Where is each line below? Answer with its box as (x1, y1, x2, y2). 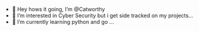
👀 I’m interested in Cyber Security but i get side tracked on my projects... (11, 12, 194, 19)
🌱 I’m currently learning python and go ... (11, 18, 114, 25)
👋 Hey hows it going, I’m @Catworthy (11, 6, 105, 13)
